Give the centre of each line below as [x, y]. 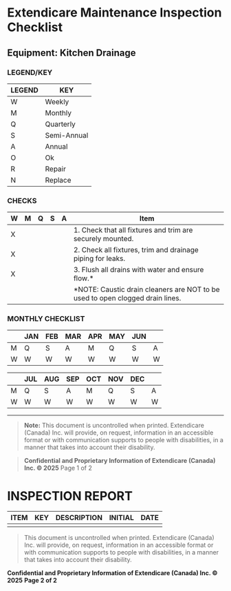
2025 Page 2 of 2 [32, 581]
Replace [58, 180]
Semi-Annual [67, 135]
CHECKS [22, 200]
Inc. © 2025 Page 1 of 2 [58, 468]
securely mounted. [103, 239]
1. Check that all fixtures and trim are [133, 230]
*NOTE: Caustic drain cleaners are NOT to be [146, 289]
